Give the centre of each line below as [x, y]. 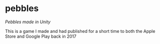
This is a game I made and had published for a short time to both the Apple [80, 31]
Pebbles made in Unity [28, 22]
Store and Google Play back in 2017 [41, 36]
